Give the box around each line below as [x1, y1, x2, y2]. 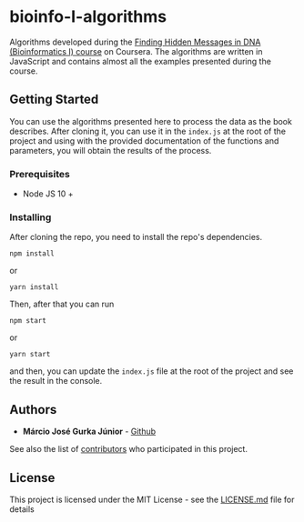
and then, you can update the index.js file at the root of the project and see [9, 366, 294, 376]
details [9, 503, 35, 515]
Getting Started [9, 92, 99, 107]
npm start [9, 316, 47, 326]
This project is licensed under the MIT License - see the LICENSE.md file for [9, 494, 295, 505]
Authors [9, 402, 57, 417]
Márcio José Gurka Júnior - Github [22, 426, 157, 437]
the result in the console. [9, 376, 103, 386]
